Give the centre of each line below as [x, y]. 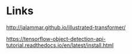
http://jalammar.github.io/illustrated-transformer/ [66, 27]
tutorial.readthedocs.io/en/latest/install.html [60, 45]
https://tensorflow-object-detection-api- [56, 39]
